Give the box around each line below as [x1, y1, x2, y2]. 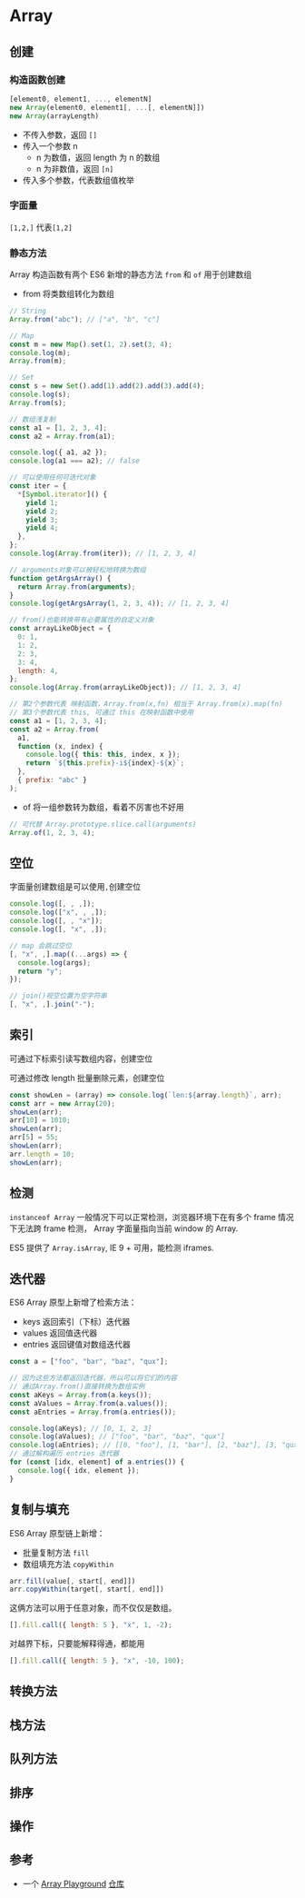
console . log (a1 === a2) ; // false [9, 456, 141, 466]
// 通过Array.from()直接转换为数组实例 [9, 1382, 145, 1391]
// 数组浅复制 [9, 414, 56, 423]
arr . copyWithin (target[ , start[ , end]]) [9, 1585, 165, 1595]
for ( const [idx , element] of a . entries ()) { [9, 1457, 184, 1467]
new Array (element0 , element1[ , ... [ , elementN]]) [9, 103, 205, 112]
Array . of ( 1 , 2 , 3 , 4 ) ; [9, 828, 95, 837]
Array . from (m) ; [9, 356, 67, 366]
